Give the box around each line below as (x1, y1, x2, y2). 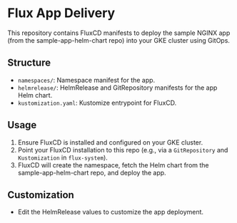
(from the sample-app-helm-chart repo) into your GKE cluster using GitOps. (7, 36, 231, 44)
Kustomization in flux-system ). (17, 153, 109, 162)
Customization (7, 189, 75, 201)
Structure (7, 57, 51, 69)
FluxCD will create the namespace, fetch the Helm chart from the (17, 160, 209, 169)
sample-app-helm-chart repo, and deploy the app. (17, 168, 166, 177)
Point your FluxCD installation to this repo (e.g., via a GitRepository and (17, 145, 228, 154)
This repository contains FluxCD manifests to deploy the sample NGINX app (7, 28, 231, 37)
